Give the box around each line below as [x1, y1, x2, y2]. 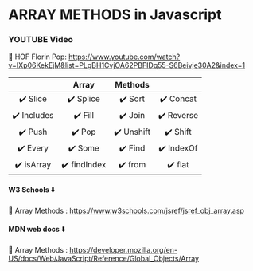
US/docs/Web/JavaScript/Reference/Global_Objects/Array [8, 253, 200, 263]
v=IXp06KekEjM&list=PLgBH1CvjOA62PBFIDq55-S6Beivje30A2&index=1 [8, 61, 245, 70]
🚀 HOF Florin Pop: [8, 52, 68, 61]
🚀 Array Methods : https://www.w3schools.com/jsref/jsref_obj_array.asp [8, 206, 245, 215]
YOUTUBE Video [8, 34, 74, 45]
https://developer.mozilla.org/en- [68, 245, 177, 254]
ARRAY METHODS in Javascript [8, 6, 222, 24]
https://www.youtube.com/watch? [68, 52, 181, 61]
